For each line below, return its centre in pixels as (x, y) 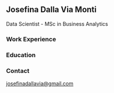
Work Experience (31, 39)
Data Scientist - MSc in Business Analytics (57, 24)
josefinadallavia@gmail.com (40, 83)
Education (21, 55)
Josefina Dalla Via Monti (51, 10)
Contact (18, 71)
